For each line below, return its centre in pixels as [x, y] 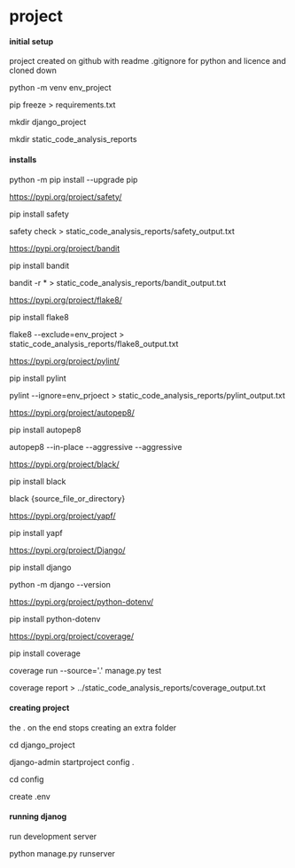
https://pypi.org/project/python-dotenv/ [82, 602]
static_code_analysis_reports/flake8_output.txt [94, 343]
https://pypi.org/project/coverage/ [72, 635]
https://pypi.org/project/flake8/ [66, 300]
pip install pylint [38, 378]
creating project [39, 708]
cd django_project [42, 745]
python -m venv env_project [61, 88]
